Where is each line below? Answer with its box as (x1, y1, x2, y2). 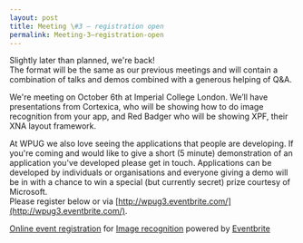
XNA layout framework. (9, 121, 97, 131)
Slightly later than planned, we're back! (9, 55, 156, 66)
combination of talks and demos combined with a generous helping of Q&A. (9, 74, 292, 85)
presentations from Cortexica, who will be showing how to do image (9, 102, 264, 112)
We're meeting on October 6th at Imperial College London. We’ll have (9, 92, 269, 102)
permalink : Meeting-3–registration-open (9, 30, 165, 39)
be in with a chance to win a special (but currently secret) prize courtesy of (9, 177, 291, 188)
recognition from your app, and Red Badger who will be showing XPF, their (9, 111, 288, 122)
